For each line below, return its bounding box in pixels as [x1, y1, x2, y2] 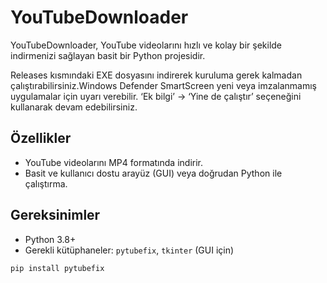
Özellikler [10, 130, 72, 147]
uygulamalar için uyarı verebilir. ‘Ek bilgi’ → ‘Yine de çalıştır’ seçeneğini [10, 90, 302, 102]
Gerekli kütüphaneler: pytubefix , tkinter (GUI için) [24, 244, 235, 256]
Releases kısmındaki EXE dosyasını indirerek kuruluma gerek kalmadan [10, 69, 303, 81]
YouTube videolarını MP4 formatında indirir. [24, 156, 203, 168]
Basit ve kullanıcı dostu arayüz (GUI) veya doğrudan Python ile [24, 167, 283, 179]
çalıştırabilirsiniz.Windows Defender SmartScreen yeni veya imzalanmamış [10, 79, 317, 91]
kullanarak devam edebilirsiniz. [10, 101, 138, 113]
